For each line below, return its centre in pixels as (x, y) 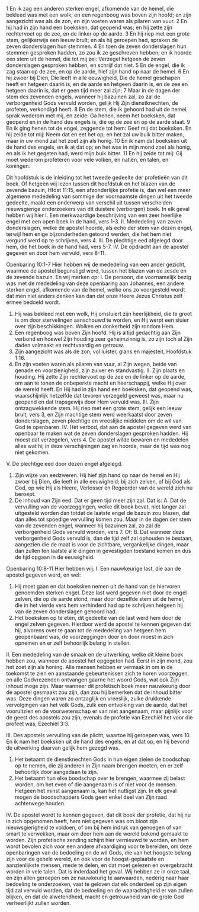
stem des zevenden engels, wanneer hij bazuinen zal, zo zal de (84, 97)
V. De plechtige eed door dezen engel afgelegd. (65, 464)
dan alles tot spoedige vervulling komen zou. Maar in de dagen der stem (103, 519)
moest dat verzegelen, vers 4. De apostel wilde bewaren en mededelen (102, 440)
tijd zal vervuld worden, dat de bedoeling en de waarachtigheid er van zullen (99, 890)
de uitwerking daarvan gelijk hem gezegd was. (63, 748)
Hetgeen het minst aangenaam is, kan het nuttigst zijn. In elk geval (96, 791)
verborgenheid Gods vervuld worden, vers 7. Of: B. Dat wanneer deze (99, 532)
